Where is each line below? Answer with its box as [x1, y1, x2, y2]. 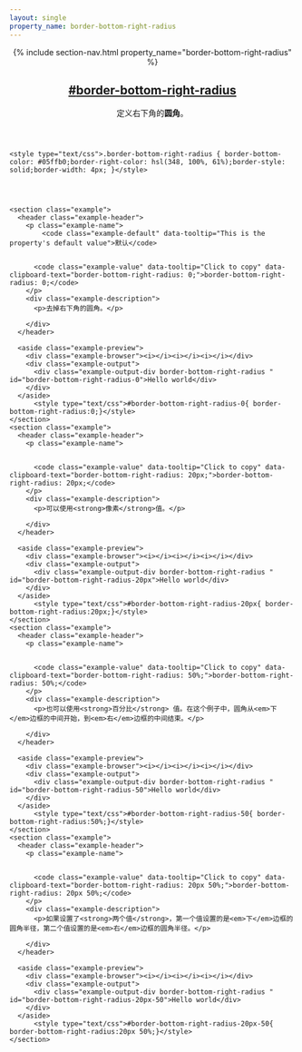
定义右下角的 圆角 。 [116, 108, 189, 119]
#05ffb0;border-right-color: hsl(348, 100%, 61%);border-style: [37, 158, 286, 167]
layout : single [9, 13, 67, 23]
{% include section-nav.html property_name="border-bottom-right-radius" [13, 46, 292, 57]
